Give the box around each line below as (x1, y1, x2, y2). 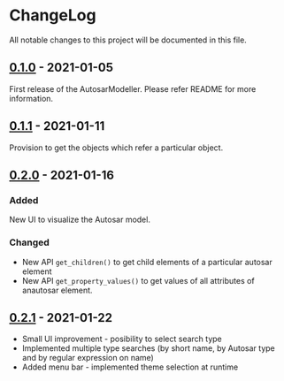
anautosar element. (21, 285, 93, 295)
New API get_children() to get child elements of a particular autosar (21, 256, 272, 267)
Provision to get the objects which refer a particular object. (9, 142, 224, 153)
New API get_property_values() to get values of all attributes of (21, 275, 255, 286)
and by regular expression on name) (21, 353, 155, 363)
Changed (9, 236, 50, 248)
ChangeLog (9, 5, 96, 26)
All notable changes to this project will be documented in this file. (9, 34, 248, 45)
